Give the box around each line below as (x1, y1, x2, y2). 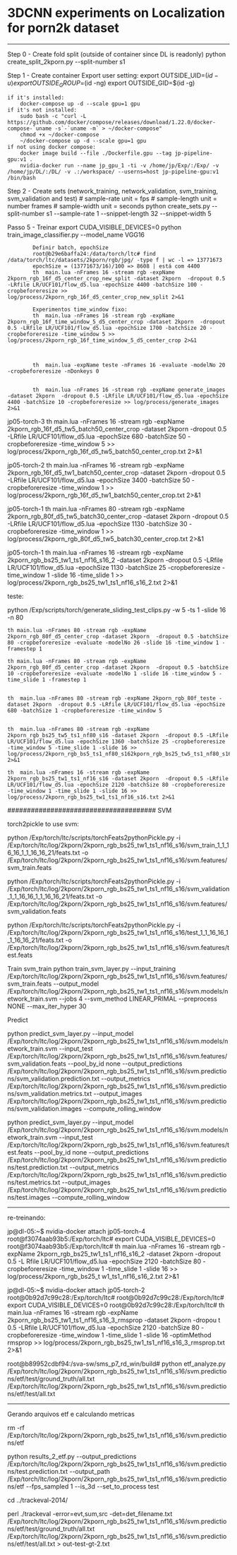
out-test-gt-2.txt (62, 1539, 111, 1548)
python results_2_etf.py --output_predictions (7, 1452, 137, 1460)
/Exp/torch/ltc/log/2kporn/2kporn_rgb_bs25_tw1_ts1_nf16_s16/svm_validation (7, 884, 230, 893)
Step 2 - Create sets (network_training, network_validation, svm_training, (7, 186, 219, 195)
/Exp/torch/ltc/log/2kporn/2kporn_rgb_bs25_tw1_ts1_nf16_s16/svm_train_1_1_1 (7, 840, 229, 849)
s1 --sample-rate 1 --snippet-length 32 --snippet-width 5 (46, 209, 212, 218)
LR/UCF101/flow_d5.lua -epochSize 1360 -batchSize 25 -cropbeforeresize (7, 738, 226, 745)
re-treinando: (7, 1213, 46, 1222)
